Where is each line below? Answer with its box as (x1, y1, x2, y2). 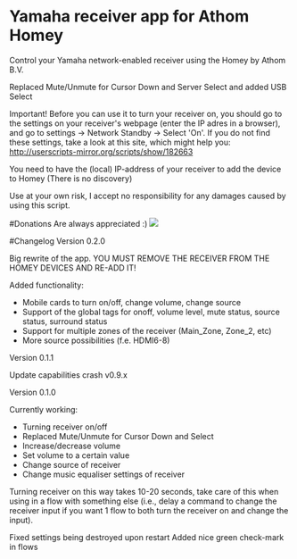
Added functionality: (9, 279, 85, 290)
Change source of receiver (21, 459, 121, 470)
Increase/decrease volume (21, 440, 121, 451)
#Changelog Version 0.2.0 (9, 235, 105, 246)
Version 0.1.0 (9, 387, 56, 397)
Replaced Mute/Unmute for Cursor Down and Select (21, 430, 214, 441)
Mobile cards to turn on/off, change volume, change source (21, 296, 242, 307)
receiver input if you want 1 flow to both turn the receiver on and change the (9, 505, 289, 515)
